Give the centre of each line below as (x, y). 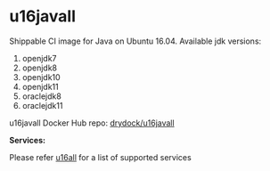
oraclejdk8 (42, 96)
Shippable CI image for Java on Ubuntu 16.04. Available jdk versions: (135, 41)
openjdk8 (40, 68)
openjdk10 (41, 77)
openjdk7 (39, 58)
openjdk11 (41, 86)
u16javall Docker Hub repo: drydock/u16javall (92, 123)
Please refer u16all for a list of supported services (100, 157)
